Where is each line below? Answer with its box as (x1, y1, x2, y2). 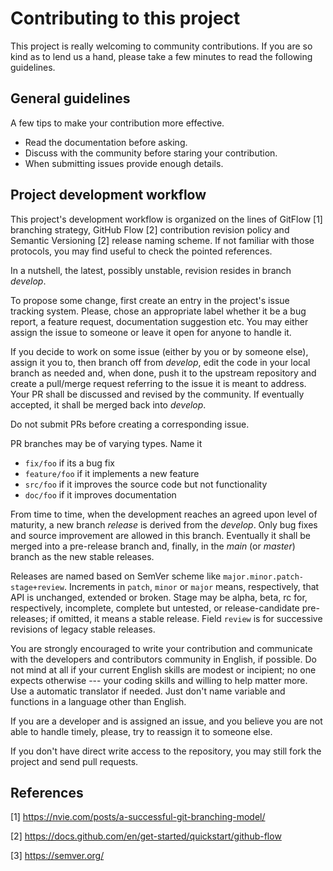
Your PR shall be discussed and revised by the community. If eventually (10, 388, 305, 400)
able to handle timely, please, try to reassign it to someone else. (10, 725, 273, 737)
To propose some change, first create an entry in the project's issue (10, 294, 290, 306)
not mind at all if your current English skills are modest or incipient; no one (10, 663, 317, 676)
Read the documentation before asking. (24, 136, 188, 148)
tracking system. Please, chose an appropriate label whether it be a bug (10, 305, 307, 317)
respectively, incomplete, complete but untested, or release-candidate (10, 602, 300, 614)
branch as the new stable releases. (10, 550, 155, 562)
